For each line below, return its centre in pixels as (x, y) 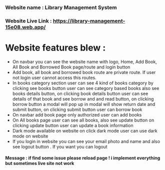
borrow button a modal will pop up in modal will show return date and (84, 104)
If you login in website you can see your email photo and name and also (86, 141)
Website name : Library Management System (61, 7)
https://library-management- (89, 20)
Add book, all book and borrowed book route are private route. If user (84, 72)
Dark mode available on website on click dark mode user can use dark (85, 130)
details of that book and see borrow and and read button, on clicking (83, 98)
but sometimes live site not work (40, 163)
